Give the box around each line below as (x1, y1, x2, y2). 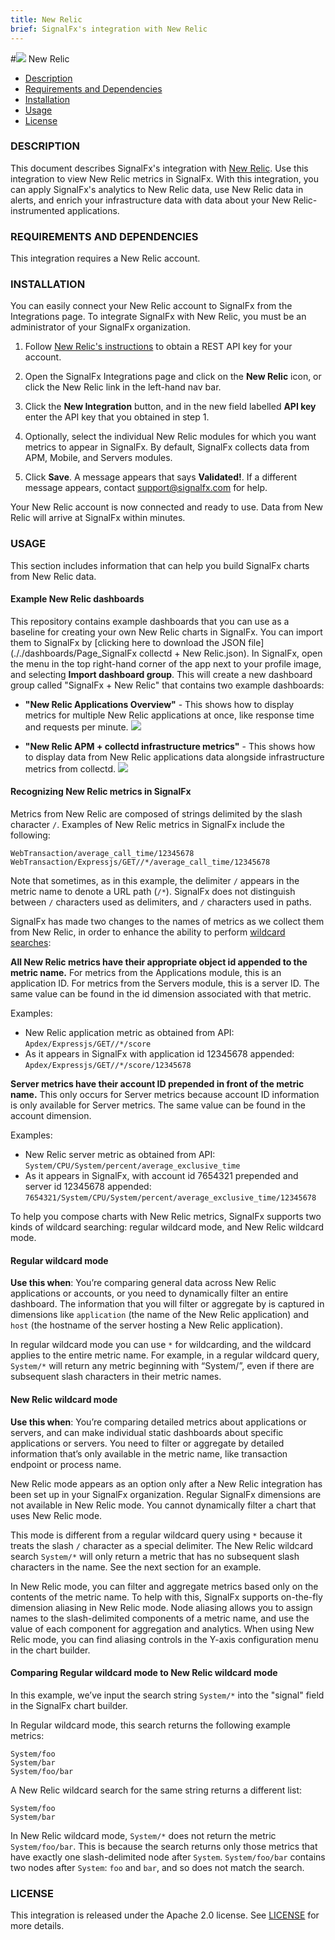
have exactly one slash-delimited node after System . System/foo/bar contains (10, 1851, 326, 1863)
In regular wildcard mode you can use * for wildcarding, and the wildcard (10, 1339, 312, 1351)
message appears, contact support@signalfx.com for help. (24, 482, 268, 494)
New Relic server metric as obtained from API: (24, 1149, 216, 1161)
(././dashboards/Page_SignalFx (10, 647, 138, 659)
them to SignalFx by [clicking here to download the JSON (10, 636, 247, 648)
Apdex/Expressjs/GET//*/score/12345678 (24, 1061, 192, 1071)
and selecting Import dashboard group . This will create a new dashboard (10, 668, 313, 680)
